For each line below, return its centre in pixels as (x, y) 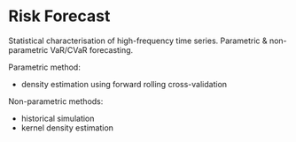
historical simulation (58, 118)
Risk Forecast (59, 16)
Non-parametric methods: (56, 101)
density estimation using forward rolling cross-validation (124, 84)
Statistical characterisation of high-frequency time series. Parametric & (138, 41)
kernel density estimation (67, 127)
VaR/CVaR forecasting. (92, 49)
